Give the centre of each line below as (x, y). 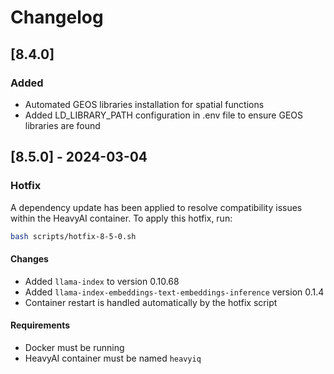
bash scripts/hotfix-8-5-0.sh (73, 236)
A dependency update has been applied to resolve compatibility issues (156, 207)
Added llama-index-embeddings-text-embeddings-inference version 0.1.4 (174, 292)
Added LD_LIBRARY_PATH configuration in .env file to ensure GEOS (163, 115)
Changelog (57, 17)
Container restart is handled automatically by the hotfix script (151, 302)
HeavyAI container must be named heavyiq (113, 358)
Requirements (40, 325)
